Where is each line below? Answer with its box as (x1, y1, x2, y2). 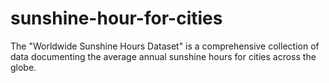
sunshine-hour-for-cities (10, 7, 223, 30)
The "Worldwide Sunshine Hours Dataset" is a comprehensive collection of (10, 40, 320, 52)
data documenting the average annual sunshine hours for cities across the (10, 50, 317, 62)
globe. (10, 61, 37, 73)
